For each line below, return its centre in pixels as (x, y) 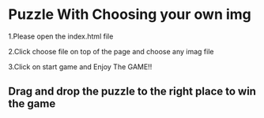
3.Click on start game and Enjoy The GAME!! (80, 66)
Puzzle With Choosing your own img (130, 15)
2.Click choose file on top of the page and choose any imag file (111, 51)
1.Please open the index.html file (61, 36)
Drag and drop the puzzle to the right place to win (132, 92)
